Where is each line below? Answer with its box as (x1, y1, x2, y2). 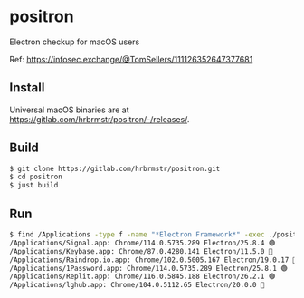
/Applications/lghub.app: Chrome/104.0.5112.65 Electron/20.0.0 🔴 (9, 281, 265, 290)
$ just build (9, 181, 59, 190)
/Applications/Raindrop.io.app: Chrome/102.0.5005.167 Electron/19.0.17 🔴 (9, 255, 298, 264)
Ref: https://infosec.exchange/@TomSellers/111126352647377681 (9, 53, 253, 64)
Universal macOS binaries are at (9, 104, 129, 115)
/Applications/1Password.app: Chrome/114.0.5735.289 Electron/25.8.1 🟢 (9, 264, 288, 273)
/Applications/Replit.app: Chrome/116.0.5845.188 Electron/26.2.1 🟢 (9, 272, 276, 282)
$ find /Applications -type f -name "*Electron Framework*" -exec (9, 230, 265, 239)
